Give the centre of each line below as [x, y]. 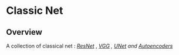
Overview [24, 32]
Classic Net [35, 11]
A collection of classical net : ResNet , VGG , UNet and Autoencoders [89, 46]
